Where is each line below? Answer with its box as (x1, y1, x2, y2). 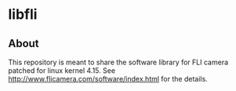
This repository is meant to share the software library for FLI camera (8, 57, 229, 67)
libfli (8, 5, 38, 24)
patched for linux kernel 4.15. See (8, 66, 116, 75)
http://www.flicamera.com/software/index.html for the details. (8, 75, 208, 83)
